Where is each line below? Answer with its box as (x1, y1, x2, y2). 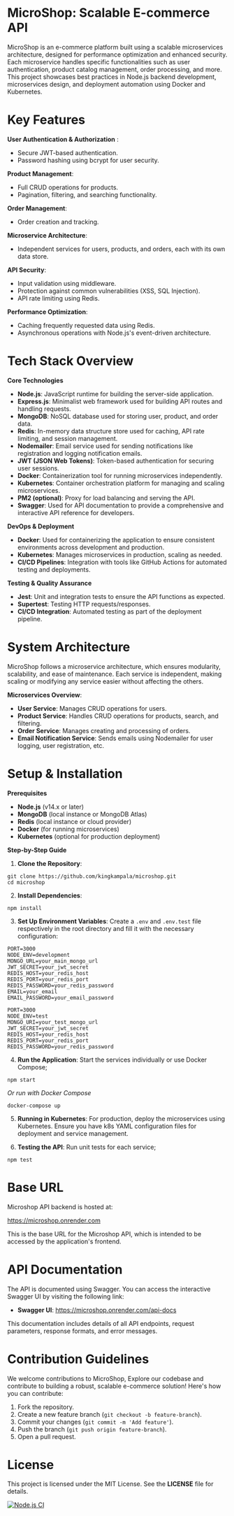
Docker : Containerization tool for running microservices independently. (17, 471, 223, 479)
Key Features (7, 112, 86, 128)
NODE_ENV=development (7, 951, 71, 958)
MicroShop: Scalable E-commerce (7, 5, 210, 21)
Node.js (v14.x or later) (17, 802, 85, 811)
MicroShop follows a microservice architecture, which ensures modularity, (7, 662, 221, 670)
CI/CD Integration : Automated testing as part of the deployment (17, 607, 202, 616)
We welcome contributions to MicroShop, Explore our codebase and (7, 1374, 204, 1383)
